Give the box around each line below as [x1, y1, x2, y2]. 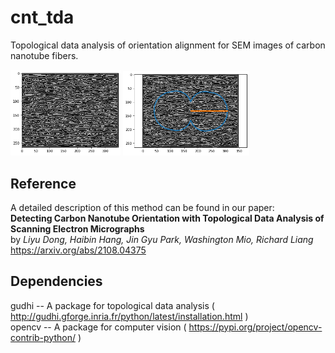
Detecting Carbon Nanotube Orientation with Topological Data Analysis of [10, 212, 325, 224]
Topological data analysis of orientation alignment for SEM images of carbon [10, 39, 326, 51]
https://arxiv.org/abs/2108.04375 [10, 244, 147, 256]
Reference [10, 175, 77, 192]
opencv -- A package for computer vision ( [10, 321, 187, 333]
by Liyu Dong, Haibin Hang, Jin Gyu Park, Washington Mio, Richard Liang [10, 233, 314, 245]
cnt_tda [10, 6, 75, 29]
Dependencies [10, 273, 103, 290]
